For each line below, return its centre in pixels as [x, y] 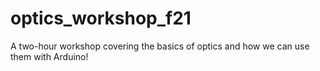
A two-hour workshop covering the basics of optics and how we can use [160, 46]
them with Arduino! [49, 56]
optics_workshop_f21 [101, 18]
